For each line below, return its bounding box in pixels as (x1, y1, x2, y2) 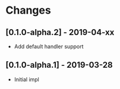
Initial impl (14, 75, 39, 83)
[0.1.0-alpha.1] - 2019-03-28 (5, 60, 113, 70)
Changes (5, 4, 51, 17)
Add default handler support (14, 43, 84, 50)
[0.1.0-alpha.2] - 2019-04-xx (5, 27, 115, 37)
